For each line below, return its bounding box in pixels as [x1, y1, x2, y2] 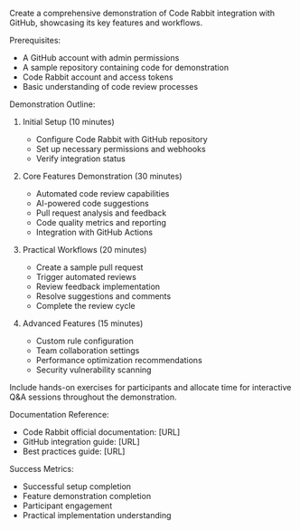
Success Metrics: [9, 464, 74, 474]
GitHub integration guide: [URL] [22, 437, 140, 447]
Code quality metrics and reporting [35, 217, 167, 227]
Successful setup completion [22, 481, 132, 492]
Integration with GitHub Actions [35, 226, 154, 237]
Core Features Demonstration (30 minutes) [22, 171, 183, 181]
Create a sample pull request [35, 262, 144, 273]
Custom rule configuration [35, 335, 134, 346]
